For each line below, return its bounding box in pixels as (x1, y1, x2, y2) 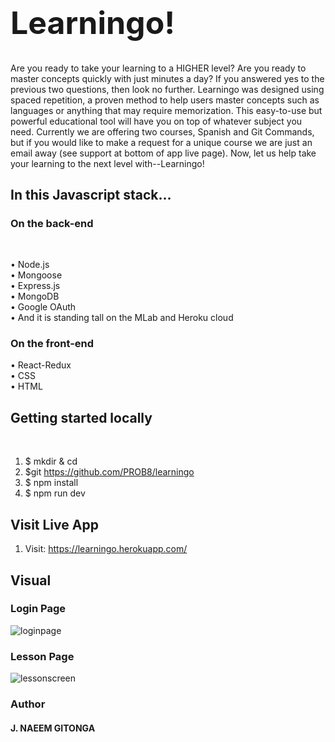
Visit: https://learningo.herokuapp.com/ (24, 543, 188, 555)
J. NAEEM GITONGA (10, 722, 96, 734)
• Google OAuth (10, 301, 77, 313)
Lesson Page (10, 649, 75, 663)
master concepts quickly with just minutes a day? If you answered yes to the (10, 72, 325, 84)
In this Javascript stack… (10, 186, 172, 203)
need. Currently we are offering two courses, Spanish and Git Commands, (10, 125, 315, 138)
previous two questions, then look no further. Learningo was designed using (10, 83, 325, 95)
